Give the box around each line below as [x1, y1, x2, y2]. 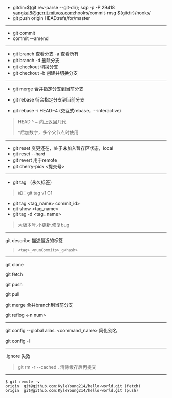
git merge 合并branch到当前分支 [5, 302, 73, 308]
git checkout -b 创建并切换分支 [12, 70, 78, 76]
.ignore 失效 [5, 353, 31, 359]
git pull [5, 291, 20, 297]
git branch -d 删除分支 [12, 57, 60, 63]
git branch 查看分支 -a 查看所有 [12, 51, 79, 57]
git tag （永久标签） [12, 179, 55, 185]
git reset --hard [12, 151, 46, 157]
